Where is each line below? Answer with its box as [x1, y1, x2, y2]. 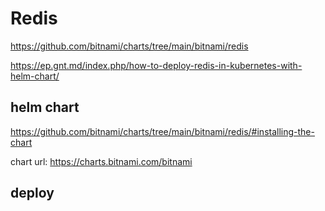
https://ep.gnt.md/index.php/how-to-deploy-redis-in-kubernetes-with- [10, 59, 303, 71]
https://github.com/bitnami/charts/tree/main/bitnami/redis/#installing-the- [10, 125, 315, 137]
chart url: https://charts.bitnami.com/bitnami [10, 155, 193, 167]
